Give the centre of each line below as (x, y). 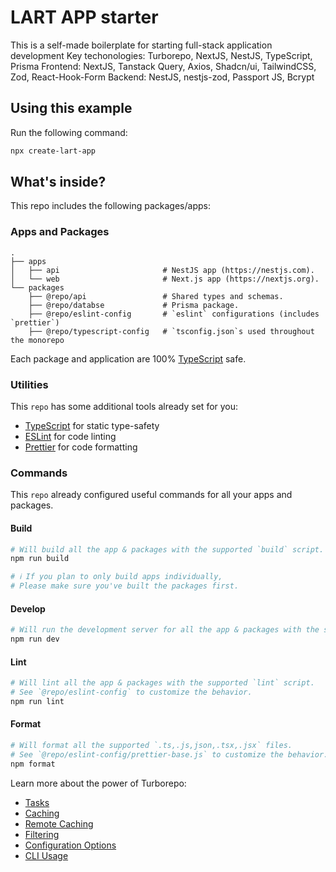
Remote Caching (59, 823)
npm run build (40, 559)
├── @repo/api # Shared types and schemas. (156, 296)
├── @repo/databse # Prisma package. (134, 305)
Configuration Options (70, 845)
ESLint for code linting (70, 437)
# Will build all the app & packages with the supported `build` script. (167, 549)
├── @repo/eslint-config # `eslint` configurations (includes (174, 314)
